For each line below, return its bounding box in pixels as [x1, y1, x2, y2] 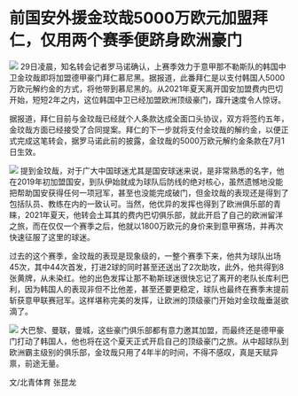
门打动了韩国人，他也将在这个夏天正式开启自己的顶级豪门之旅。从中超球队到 [9, 336, 289, 346]
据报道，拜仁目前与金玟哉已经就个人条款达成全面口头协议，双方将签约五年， [9, 113, 289, 124]
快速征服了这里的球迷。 [9, 231, 95, 242]
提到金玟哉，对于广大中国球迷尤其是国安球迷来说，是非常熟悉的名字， [20, 165, 277, 175]
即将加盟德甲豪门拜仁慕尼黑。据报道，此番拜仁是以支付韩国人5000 [39, 72, 286, 82]
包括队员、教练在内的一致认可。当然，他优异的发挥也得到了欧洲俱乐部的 [9, 198, 273, 209]
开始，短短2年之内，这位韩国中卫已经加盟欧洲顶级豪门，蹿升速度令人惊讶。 [9, 94, 286, 105]
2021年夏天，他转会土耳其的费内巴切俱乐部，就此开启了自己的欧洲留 [24, 209, 276, 220]
